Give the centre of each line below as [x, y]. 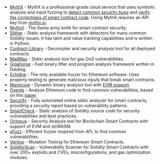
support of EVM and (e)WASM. [41, 126]
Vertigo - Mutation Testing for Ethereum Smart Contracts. [67, 142]
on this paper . [23, 95]
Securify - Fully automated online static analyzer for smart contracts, [79, 100]
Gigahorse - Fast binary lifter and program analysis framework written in [82, 64]
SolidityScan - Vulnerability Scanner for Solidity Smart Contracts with [79, 147]
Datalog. [18, 69]
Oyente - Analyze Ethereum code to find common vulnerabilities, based [81, 90]
